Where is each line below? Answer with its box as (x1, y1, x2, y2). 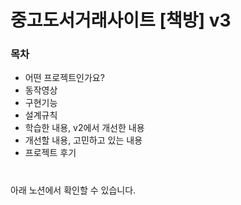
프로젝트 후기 (24, 147, 77, 159)
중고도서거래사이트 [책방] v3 (10, 9, 232, 32)
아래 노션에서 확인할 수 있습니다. (10, 184, 137, 196)
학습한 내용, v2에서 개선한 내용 (24, 122, 145, 134)
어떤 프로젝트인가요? (24, 72, 105, 84)
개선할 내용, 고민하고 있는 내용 (24, 134, 143, 146)
